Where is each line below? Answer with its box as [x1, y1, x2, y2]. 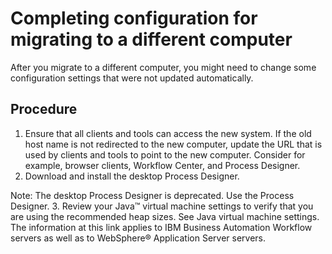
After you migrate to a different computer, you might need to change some [10, 61, 317, 73]
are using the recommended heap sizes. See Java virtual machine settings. [10, 210, 320, 222]
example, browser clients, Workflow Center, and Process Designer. [24, 159, 301, 171]
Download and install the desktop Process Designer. [24, 170, 240, 182]
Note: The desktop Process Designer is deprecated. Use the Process [10, 189, 295, 201]
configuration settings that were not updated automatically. [10, 72, 254, 84]
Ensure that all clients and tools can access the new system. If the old [24, 127, 312, 139]
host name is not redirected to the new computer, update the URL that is [24, 138, 323, 150]
